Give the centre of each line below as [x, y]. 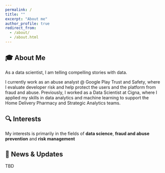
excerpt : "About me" [27, 19]
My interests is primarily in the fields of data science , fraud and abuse [77, 133]
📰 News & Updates [34, 154]
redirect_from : [21, 28]
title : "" [15, 14]
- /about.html [24, 38]
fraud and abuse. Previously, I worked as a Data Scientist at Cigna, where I [81, 92]
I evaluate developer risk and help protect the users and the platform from [81, 87]
